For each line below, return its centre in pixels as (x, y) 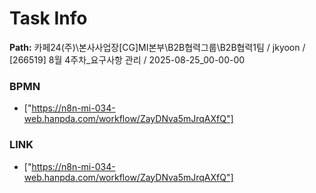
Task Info (48, 18)
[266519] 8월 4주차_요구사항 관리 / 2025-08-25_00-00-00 (127, 59)
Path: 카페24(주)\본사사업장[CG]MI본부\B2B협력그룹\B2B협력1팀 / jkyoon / (157, 47)
